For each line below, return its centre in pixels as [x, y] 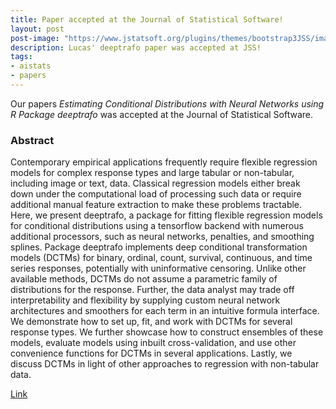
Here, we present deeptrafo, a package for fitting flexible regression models [166, 215]
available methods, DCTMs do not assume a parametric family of [144, 279]
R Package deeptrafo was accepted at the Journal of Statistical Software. [162, 114]
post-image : [35, 38]
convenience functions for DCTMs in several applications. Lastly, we [151, 353]
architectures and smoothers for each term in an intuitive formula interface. [165, 311]
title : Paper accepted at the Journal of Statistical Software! [147, 19]
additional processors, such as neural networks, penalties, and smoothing [162, 237]
